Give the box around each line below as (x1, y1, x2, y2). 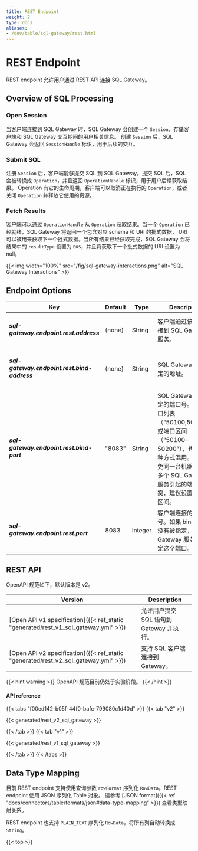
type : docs (6, 19, 33, 25)
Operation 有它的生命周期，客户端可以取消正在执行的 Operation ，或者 (17, 184, 187, 192)
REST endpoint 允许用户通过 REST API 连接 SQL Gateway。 (6, 76, 150, 83)
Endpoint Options (6, 286, 72, 296)
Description (148, 595, 182, 604)
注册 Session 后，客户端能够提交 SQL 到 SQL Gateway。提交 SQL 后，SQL (6, 169, 186, 177)
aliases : (6, 25, 28, 31)
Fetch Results (6, 207, 46, 215)
